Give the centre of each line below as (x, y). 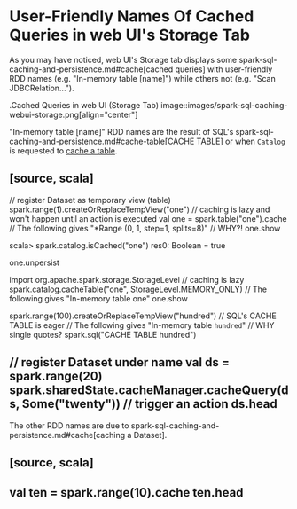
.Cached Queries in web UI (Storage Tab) (84, 105)
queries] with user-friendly (224, 69)
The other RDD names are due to (69, 425)
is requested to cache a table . (63, 150)
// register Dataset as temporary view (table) (90, 200)
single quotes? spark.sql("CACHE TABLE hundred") (103, 334)
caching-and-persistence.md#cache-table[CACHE (102, 141)
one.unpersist (35, 262)
